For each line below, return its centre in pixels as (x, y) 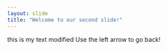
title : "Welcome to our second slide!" (65, 20)
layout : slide (28, 13)
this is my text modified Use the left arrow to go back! (84, 39)
